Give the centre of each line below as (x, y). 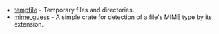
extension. (28, 24)
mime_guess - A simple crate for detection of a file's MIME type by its (113, 17)
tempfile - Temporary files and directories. (74, 10)
